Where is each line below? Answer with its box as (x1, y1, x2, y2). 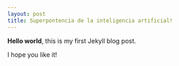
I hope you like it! (7, 50, 58, 59)
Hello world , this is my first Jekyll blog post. (7, 36, 136, 45)
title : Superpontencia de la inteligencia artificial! (7, 17, 173, 24)
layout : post (7, 10, 46, 18)
